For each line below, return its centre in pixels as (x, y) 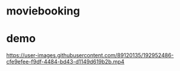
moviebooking (43, 11)
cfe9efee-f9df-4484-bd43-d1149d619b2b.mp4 (65, 62)
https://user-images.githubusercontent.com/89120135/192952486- (90, 55)
